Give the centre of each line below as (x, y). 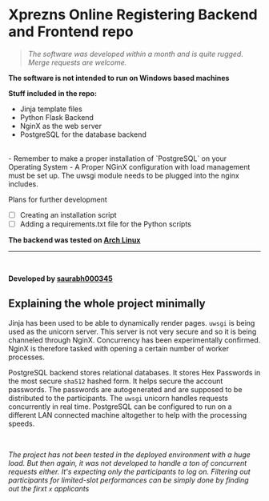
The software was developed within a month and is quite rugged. (136, 54)
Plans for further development (58, 199)
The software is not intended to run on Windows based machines (119, 78)
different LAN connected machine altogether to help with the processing (128, 415)
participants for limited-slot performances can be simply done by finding (129, 480)
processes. (27, 357)
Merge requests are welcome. (77, 62)
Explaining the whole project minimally (107, 304)
